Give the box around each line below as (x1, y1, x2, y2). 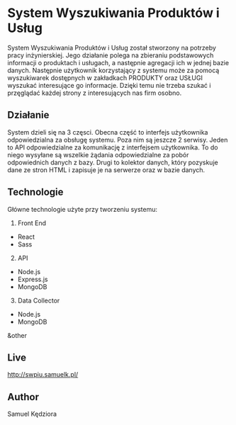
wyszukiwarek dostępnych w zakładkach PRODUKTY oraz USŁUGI (7, 73, 203, 82)
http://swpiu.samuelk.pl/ (7, 370, 79, 379)
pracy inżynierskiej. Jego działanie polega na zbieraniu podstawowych (7, 51, 214, 59)
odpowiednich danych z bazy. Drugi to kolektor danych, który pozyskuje (7, 158, 218, 166)
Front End (17, 218, 47, 227)
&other (7, 331, 27, 339)
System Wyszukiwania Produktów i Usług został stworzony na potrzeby (7, 43, 216, 52)
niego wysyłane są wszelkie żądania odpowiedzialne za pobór (7, 150, 189, 159)
